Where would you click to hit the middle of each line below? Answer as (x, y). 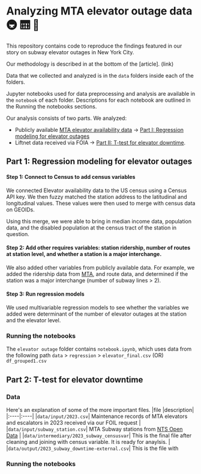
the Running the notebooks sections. (52, 106)
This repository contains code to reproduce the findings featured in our (94, 46)
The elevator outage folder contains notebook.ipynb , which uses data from (99, 349)
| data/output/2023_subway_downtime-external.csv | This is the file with (92, 448)
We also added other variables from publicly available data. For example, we (100, 267)
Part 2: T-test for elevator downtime (75, 380)
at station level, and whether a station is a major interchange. (84, 254)
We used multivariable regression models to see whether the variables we (97, 307)
